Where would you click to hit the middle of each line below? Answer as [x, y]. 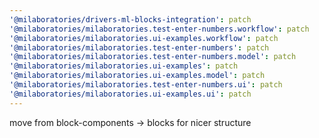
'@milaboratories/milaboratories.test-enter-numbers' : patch [139, 47]
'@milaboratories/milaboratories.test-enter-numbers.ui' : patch [146, 85]
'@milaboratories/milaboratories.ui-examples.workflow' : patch [144, 38]
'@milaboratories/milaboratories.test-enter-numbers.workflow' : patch [159, 29]
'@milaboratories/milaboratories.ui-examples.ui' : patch [130, 94]
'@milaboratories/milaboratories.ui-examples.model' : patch [137, 76]
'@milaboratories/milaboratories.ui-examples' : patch [124, 66]
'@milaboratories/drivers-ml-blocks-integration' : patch [130, 19]
